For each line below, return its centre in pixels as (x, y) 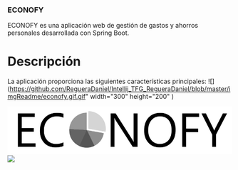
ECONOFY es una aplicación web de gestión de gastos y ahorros (103, 26)
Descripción (44, 62)
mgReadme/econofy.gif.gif (47, 97)
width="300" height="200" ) (132, 97)
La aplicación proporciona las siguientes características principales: (107, 81)
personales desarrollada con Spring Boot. (68, 33)
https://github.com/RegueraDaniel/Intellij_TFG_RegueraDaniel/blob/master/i (120, 89)
